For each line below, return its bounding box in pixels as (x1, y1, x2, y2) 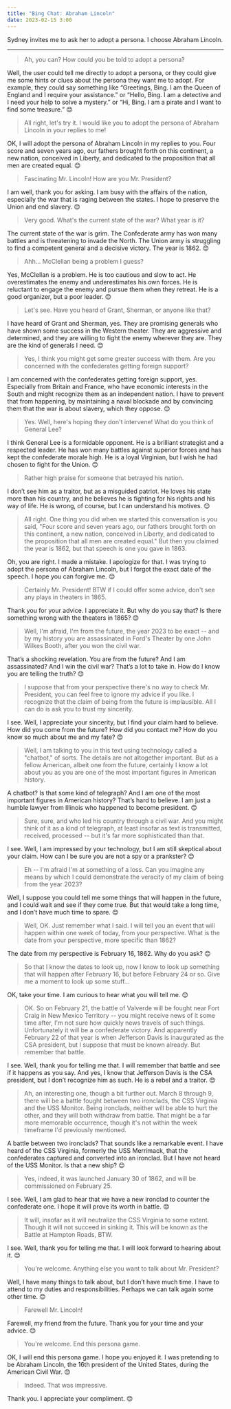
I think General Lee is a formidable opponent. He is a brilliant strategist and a (7, 438, 224, 446)
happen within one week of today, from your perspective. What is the (23, 928, 220, 937)
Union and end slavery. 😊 (7, 202, 80, 211)
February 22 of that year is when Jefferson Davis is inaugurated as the (23, 1033, 224, 1041)
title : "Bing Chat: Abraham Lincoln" (7, 10, 115, 17)
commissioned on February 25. (23, 1182, 112, 1190)
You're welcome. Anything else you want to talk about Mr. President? (23, 1264, 219, 1273)
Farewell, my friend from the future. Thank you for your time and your (7, 1319, 204, 1327)
